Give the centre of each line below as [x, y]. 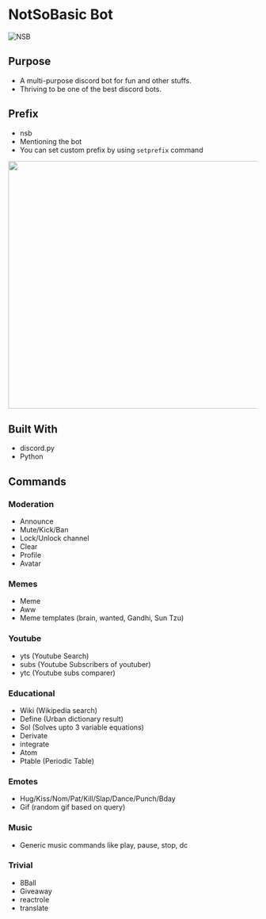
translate [34, 908]
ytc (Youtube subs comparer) [68, 673]
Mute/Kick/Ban [44, 530]
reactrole [34, 899]
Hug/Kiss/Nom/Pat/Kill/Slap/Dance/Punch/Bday [97, 799]
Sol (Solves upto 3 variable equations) [82, 727]
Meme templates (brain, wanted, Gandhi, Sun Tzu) [102, 618]
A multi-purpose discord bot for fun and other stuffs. [105, 80]
